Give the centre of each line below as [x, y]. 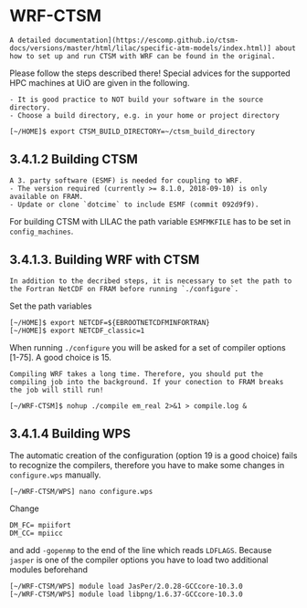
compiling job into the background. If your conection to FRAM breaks [147, 382]
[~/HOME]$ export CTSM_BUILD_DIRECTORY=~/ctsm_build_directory [132, 131]
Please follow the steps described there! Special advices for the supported [150, 73]
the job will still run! [57, 390]
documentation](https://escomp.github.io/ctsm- [147, 40]
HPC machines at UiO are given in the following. [100, 82]
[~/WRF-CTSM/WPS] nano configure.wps [81, 492]
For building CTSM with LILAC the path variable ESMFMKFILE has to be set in [150, 221]
